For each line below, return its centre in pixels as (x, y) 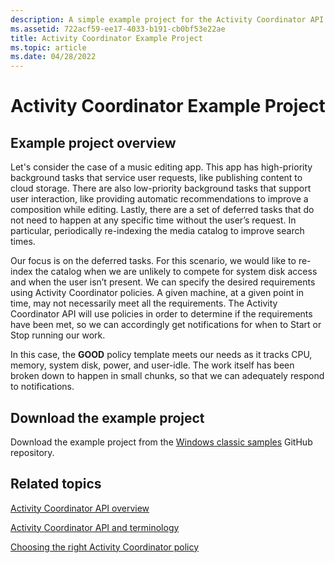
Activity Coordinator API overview (80, 508)
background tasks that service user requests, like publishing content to (156, 178)
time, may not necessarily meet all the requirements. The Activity (144, 303)
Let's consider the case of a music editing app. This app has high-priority (161, 167)
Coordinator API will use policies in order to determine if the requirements (161, 314)
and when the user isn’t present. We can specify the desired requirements (163, 282)
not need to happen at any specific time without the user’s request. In (153, 220)
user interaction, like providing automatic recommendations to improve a (159, 199)
